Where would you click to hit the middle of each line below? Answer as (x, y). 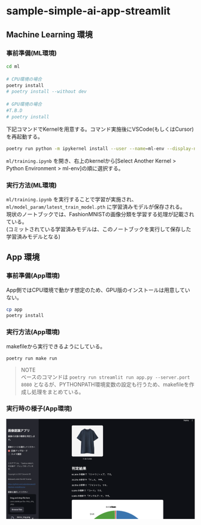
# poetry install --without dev (46, 92)
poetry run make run (32, 358)
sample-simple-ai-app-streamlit (88, 11)
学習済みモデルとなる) (33, 237)
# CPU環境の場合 (24, 79)
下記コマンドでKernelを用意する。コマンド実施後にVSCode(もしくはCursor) (100, 129)
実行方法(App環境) (33, 332)
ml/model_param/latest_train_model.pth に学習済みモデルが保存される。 (96, 207)
